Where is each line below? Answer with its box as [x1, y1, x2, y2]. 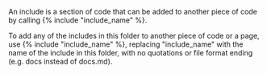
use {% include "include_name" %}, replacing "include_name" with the [8, 39, 244, 49]
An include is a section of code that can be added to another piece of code [8, 7, 258, 16]
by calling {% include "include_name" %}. [8, 15, 148, 25]
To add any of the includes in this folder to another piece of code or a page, [8, 31, 260, 40]
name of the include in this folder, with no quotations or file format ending [8, 48, 252, 57]
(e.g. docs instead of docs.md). [8, 56, 113, 66]
